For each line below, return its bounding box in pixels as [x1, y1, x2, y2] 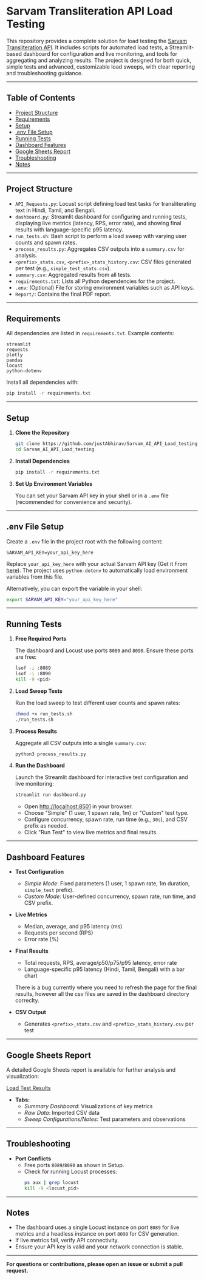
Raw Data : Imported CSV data [24, 1109, 100, 1116]
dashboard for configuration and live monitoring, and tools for [23, 50, 178, 57]
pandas [6, 357, 23, 364]
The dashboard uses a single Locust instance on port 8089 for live [15, 1224, 180, 1231]
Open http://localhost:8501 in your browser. [24, 803, 133, 810]
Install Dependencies [15, 457, 70, 465]
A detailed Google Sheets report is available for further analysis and [6, 1066, 176, 1073]
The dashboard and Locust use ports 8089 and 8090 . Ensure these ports [15, 647, 194, 654]
